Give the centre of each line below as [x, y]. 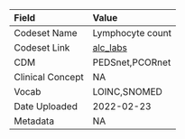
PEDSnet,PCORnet [132, 62]
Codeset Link [42, 47]
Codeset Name [46, 33]
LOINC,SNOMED [127, 92]
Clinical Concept [49, 77]
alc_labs [110, 47]
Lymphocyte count [132, 33]
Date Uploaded [46, 106]
